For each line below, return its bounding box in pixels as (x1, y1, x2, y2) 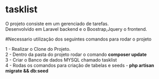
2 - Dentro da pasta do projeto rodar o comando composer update (5, 51, 147, 57)
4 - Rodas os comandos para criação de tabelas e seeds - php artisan (5, 62, 154, 68)
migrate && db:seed (5, 68, 49, 74)
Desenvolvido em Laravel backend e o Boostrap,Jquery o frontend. (5, 26, 147, 32)
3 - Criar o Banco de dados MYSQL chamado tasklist (5, 56, 117, 63)
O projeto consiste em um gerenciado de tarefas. (5, 21, 109, 27)
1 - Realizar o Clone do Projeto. (5, 46, 71, 52)
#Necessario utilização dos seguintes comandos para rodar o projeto (5, 36, 152, 42)
